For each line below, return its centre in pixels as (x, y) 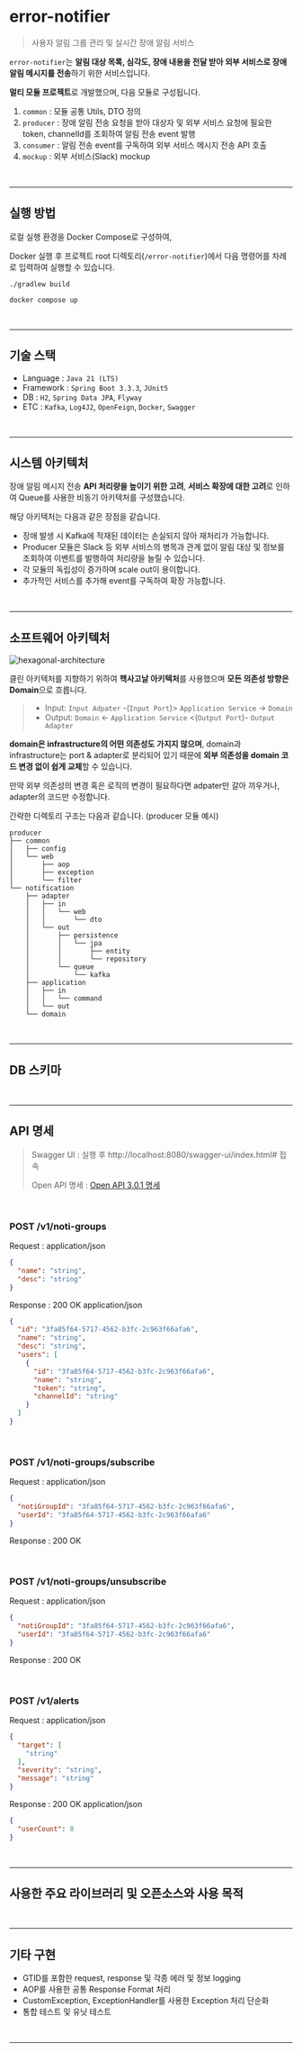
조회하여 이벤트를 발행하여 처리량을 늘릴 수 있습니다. (113, 558)
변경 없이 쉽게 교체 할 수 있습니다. (75, 766)
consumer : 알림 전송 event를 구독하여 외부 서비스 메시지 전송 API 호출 (144, 145)
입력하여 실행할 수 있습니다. (67, 267)
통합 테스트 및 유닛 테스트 (67, 2012)
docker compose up (44, 300)
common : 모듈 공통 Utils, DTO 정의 (81, 111)
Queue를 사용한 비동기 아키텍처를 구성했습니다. (102, 498)
